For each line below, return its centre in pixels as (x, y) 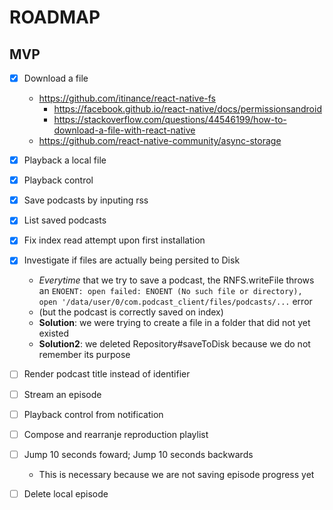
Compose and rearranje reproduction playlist (116, 434)
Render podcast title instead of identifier (107, 374)
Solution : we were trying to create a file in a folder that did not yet (174, 323)
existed (54, 333)
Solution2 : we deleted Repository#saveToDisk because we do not (174, 344)
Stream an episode (62, 394)
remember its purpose (84, 355)
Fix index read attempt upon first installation (114, 240)
